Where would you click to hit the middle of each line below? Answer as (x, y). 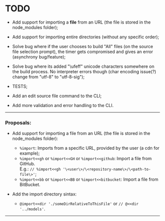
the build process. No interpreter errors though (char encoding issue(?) (84, 71)
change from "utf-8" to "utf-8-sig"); (48, 77)
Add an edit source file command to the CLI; (57, 96)
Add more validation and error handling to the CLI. (63, 105)
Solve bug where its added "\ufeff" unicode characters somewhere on (83, 66)
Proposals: (18, 122)
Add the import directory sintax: (44, 194)
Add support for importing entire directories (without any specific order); (86, 37)
